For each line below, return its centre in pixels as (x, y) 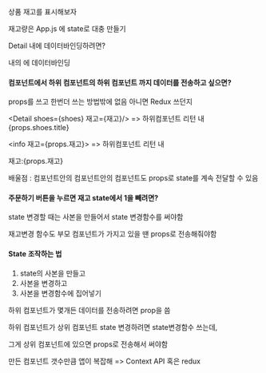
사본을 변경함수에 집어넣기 (61, 293)
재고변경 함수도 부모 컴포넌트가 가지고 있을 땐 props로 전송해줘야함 (113, 234)
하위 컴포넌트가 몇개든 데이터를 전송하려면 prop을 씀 (89, 310)
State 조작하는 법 (35, 254)
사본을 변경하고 (44, 283)
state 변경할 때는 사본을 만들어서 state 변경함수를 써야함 (96, 217)
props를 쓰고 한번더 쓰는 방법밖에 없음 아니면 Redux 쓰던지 (101, 101)
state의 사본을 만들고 (53, 273)
